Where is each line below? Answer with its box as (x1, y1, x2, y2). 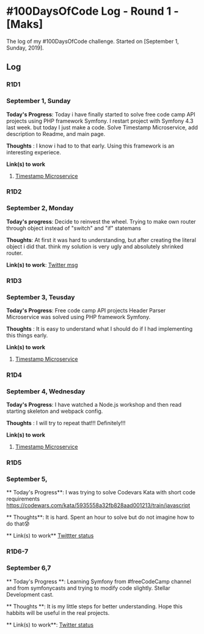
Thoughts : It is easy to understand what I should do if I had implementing (6, 325, 193, 332)
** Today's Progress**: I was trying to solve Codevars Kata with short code (6, 489, 195, 496)
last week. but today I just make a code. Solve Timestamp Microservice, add (6, 124, 199, 131)
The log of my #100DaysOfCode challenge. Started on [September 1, (6, 37, 179, 45)
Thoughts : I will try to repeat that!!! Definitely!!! (6, 420, 126, 427)
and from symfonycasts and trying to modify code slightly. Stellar (6, 584, 170, 592)
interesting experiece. (6, 148, 62, 156)
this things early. (6, 331, 48, 339)
